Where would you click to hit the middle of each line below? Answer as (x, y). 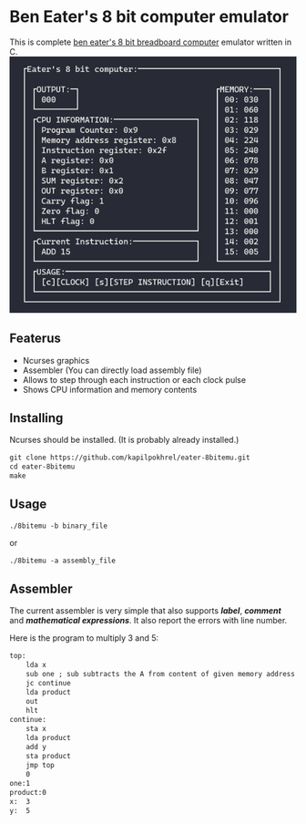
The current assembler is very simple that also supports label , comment (146, 610)
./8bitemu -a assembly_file (63, 561)
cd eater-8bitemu (42, 467)
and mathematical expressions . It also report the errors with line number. (148, 620)
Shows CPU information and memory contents (110, 389)
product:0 (28, 792)
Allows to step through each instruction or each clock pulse (134, 379)
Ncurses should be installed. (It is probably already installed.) (124, 440)
